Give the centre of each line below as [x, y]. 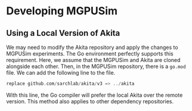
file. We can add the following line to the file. [61, 73]
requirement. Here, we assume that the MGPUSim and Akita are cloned [93, 60]
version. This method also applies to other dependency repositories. [90, 101]
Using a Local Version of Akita [63, 33]
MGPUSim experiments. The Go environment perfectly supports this [90, 54]
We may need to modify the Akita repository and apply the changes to [92, 47]
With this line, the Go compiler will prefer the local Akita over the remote [95, 95]
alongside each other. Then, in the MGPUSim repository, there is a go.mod [96, 66]
